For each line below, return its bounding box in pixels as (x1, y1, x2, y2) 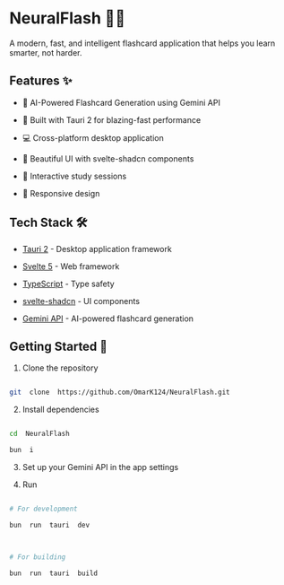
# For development (9, 504, 78, 513)
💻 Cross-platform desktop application (22, 132, 164, 143)
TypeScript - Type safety (22, 278, 115, 289)
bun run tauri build (9, 569, 99, 578)
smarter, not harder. (9, 47, 82, 57)
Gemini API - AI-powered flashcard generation (22, 313, 194, 324)
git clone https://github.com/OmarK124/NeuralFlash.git (9, 388, 230, 397)
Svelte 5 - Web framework (22, 260, 120, 272)
